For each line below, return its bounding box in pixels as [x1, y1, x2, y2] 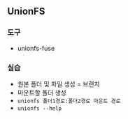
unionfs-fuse [17, 44, 55, 52]
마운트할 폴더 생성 [17, 88, 66, 97]
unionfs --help [17, 104, 62, 112]
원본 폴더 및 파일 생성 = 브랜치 [17, 79, 100, 88]
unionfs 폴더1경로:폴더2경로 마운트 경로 [17, 97, 121, 104]
